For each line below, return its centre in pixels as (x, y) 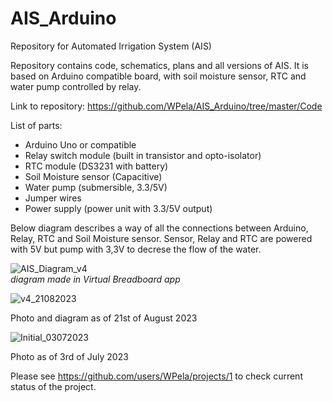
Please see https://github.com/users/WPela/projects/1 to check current (156, 376)
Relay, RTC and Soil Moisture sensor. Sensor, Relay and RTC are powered (161, 238)
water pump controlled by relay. (76, 86)
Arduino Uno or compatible (80, 144)
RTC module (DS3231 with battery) (96, 166)
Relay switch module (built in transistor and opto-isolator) (143, 155)
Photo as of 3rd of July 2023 (69, 356)
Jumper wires (53, 198)
